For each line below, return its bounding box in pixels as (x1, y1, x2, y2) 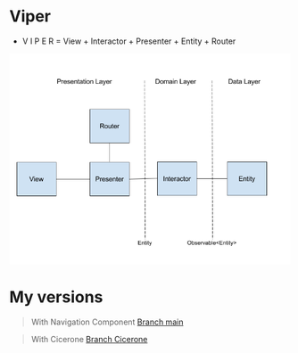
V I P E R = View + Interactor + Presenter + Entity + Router (21, 36, 236, 46)
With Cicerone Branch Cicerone (30, 333, 148, 344)
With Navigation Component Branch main (30, 316, 184, 327)
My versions (9, 287, 103, 308)
